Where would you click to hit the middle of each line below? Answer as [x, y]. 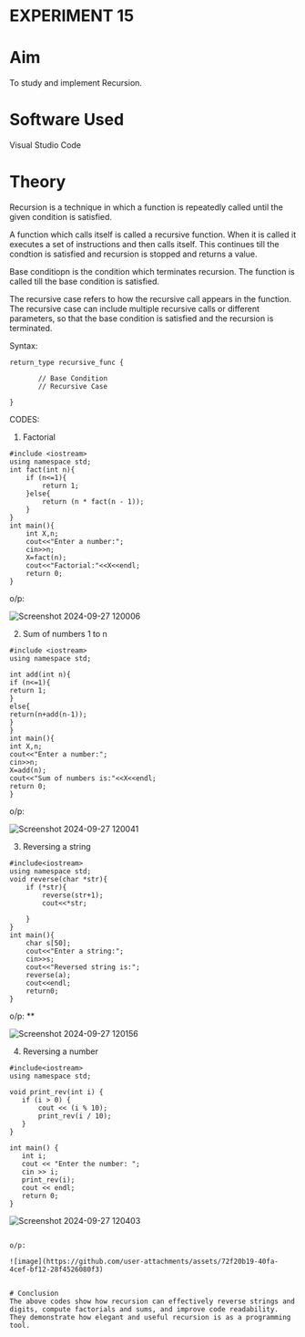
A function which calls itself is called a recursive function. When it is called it [153, 235]
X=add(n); [28, 770]
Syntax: [24, 346]
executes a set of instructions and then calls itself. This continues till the [144, 244]
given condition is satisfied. [61, 217]
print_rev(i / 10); [75, 1116]
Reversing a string [56, 846]
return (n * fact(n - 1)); [93, 502]
